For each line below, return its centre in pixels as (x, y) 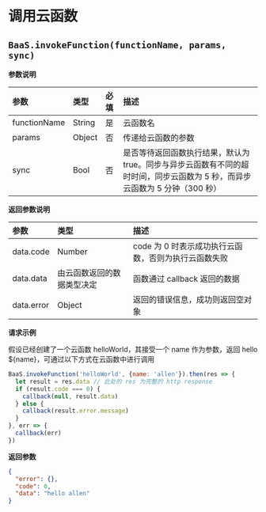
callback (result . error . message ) (76, 411)
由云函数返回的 (85, 273)
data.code (31, 252)
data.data (30, 278)
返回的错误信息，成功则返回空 (189, 300)
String (84, 122)
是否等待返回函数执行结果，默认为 (186, 153)
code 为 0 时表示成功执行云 (184, 246)
